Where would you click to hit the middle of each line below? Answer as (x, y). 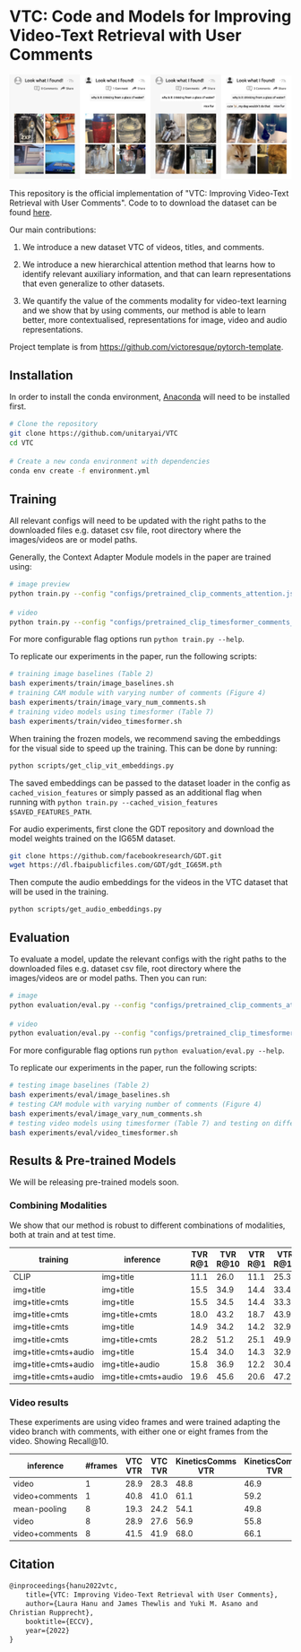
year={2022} (47, 1631)
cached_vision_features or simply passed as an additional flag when (136, 792)
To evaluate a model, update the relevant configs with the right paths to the (148, 959)
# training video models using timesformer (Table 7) (112, 712)
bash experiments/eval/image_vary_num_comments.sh (106, 1114)
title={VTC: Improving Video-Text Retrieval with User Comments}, (152, 1595)
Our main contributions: (53, 230)
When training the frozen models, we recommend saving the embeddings (145, 738)
